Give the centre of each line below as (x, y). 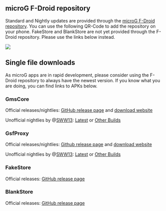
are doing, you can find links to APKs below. (51, 86)
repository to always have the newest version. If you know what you (89, 80)
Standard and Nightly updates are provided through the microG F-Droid (80, 20)
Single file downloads (40, 63)
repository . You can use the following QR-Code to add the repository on (81, 26)
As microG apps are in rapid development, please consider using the (77, 75)
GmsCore (17, 99)
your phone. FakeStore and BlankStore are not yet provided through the (80, 31)
